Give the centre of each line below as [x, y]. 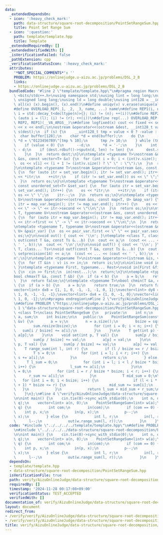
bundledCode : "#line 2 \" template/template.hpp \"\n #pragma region [78, 91]
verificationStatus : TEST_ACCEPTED [45, 493]
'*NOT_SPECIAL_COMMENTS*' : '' [44, 73]
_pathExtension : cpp [30, 59]
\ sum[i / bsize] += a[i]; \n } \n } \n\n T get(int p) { [87, 331]
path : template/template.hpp [43, 37]
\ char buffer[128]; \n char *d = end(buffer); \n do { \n [79, 136]
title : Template [30, 41]
